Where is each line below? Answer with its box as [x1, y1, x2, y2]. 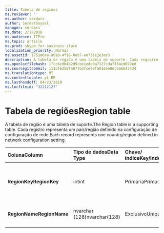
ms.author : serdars [5, 16, 45, 21]
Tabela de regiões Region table [5, 106, 131, 116]
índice [125, 155, 140, 162]
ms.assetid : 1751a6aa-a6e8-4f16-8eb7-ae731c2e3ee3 [5, 52, 110, 58]
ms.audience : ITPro [5, 35, 45, 40]
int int [73, 178, 85, 185]
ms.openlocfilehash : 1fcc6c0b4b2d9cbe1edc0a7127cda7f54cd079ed [5, 62, 137, 66]
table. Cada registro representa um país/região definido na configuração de [5, 127, 157, 132]
